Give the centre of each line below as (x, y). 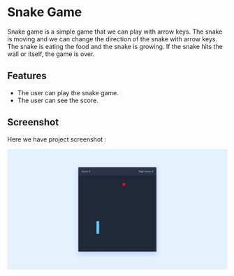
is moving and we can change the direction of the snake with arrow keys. (112, 39)
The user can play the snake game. (68, 92)
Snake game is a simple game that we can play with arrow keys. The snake (115, 32)
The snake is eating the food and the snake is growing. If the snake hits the (115, 46)
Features (27, 76)
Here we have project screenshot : (57, 139)
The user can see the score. (58, 100)
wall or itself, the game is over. (51, 54)
